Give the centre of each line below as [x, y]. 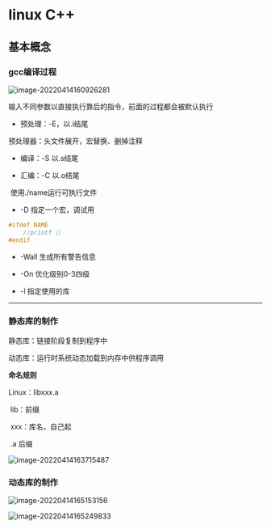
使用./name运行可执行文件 [54, 193]
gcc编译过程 [33, 72]
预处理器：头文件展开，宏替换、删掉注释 [75, 141]
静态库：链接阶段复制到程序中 [58, 341]
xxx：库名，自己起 [41, 426]
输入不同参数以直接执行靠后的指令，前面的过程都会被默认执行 [111, 106]
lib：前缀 [25, 409]
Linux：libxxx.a [33, 392]
